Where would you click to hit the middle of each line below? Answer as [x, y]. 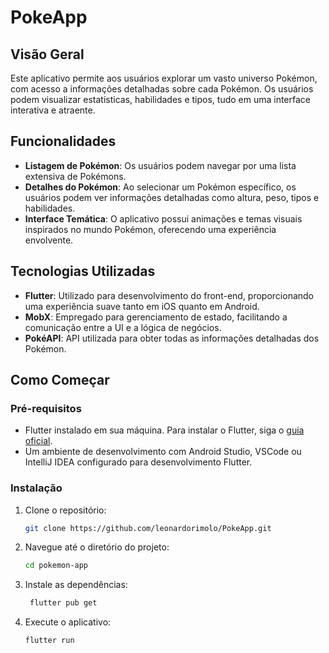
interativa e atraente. [53, 110]
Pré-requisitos [46, 408]
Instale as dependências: [76, 585]
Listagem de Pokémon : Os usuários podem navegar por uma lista [160, 165]
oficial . [38, 441]
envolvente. [49, 240]
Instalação [36, 488]
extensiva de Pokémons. [75, 176]
